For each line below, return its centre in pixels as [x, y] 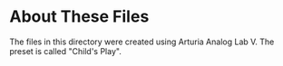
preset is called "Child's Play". [66, 51]
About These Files [79, 17]
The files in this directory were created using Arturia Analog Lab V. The [142, 42]
